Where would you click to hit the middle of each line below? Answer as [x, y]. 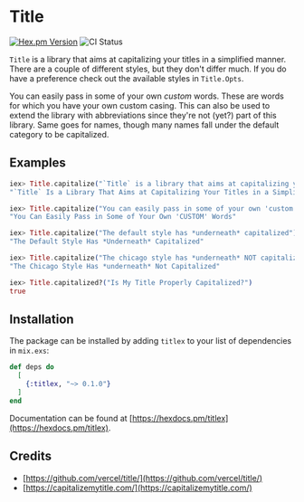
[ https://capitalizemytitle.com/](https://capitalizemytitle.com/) [138, 488]
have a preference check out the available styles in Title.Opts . [127, 78]
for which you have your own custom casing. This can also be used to [140, 105]
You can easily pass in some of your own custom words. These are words [147, 96]
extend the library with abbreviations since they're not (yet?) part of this [143, 115]
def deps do [32, 367]
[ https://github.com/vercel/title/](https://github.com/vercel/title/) [142, 478]
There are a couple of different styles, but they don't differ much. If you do [148, 69]
